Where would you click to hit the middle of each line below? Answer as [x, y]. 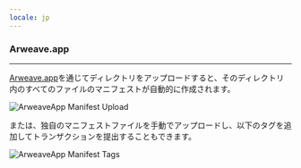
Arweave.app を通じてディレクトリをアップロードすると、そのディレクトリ [147, 78]
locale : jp [30, 17]
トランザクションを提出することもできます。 [115, 136]
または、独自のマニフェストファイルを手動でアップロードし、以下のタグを [146, 125]
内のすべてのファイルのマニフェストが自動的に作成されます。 [122, 88]
